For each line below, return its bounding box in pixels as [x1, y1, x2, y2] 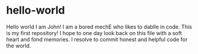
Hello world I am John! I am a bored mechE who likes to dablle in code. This [6, 23, 192, 30]
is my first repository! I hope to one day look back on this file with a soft [6, 29, 182, 36]
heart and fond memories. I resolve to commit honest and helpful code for [6, 36, 188, 43]
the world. [6, 42, 32, 49]
